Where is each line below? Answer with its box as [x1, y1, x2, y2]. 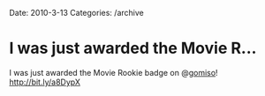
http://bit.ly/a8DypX [9, 77, 81, 87]
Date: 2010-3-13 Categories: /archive [9, 8, 144, 18]
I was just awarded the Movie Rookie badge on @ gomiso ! [9, 67, 218, 78]
